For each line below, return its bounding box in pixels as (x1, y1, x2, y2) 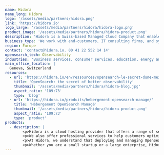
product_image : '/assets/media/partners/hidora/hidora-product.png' (5, 30, 147, 34)
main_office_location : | (5, 61, 56, 66)
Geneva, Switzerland (9, 66, 51, 71)
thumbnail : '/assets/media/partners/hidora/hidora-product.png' (14, 106, 147, 112)
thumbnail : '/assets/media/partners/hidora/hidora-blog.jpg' (14, 84, 141, 89)
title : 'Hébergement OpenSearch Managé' (14, 102, 97, 107)
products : (5, 120, 25, 125)
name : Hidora (5, 7, 32, 12)
